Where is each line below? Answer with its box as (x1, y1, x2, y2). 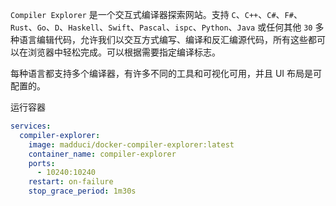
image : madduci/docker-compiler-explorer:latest (28, 139, 235, 150)
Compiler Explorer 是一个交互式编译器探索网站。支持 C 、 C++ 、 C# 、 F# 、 (10, 9, 303, 20)
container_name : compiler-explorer (28, 149, 177, 159)
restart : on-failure (28, 177, 114, 187)
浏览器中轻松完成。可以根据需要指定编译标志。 (27, 46, 221, 58)
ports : (28, 158, 56, 168)
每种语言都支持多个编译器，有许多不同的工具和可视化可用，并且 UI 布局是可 (10, 68, 323, 79)
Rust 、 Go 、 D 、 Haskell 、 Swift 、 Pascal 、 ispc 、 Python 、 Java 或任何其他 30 (10, 21, 313, 33)
